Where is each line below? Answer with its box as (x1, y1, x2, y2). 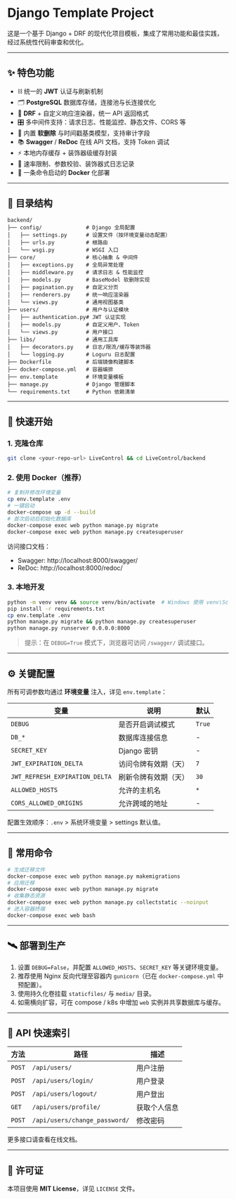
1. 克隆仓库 (7, 438, 44, 448)
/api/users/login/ (32, 1077, 93, 1085)
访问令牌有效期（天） (118, 759, 190, 769)
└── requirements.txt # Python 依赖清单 (7, 388, 136, 395)
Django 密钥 (118, 746, 158, 756)
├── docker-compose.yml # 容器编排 (7, 365, 114, 373)
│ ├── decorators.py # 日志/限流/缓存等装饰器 (7, 343, 151, 351)
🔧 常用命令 (7, 847, 53, 859)
